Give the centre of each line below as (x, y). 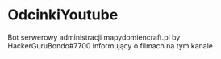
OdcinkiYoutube (63, 15)
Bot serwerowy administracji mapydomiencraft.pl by (94, 37)
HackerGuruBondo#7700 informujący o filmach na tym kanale (110, 45)
